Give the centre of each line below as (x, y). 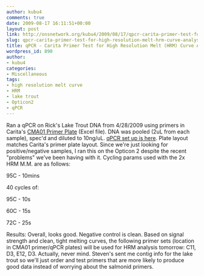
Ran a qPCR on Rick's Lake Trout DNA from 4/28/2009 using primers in (96, 125)
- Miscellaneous (27, 74)
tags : (13, 79)
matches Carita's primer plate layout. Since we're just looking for (87, 144)
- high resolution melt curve (45, 86)
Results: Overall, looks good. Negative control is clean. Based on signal (95, 234)
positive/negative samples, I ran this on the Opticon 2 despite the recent (97, 151)
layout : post (23, 29)
